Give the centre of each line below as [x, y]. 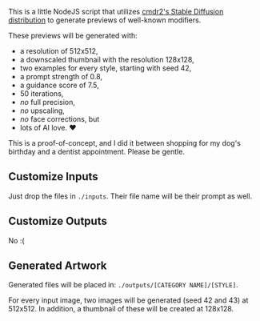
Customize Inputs [53, 177]
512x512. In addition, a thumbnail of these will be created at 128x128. [121, 309]
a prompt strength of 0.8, [61, 76]
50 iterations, [42, 94]
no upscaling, [42, 110]
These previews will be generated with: [73, 36]
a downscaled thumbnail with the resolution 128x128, [107, 60]
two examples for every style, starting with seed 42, [106, 68]
